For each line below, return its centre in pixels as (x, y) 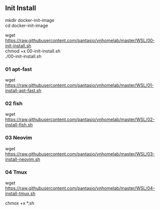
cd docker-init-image (27, 25)
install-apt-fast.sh (23, 91)
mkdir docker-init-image (30, 20)
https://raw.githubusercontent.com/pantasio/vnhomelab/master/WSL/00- (80, 40)
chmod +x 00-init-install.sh (33, 51)
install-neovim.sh (23, 159)
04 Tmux (16, 172)
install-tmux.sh (20, 193)
